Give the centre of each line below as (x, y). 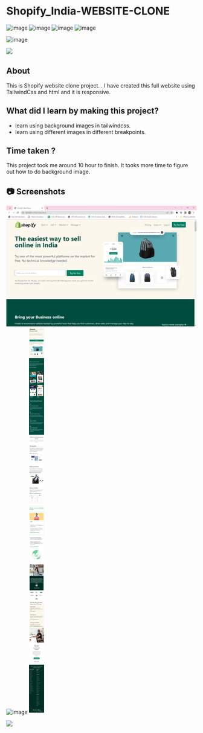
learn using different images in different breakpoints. (80, 132)
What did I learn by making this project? (82, 111)
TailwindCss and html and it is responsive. (59, 92)
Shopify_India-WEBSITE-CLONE (88, 11)
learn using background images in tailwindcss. (73, 126)
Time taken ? (31, 151)
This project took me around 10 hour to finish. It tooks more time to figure (97, 165)
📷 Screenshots (36, 191)
